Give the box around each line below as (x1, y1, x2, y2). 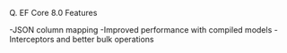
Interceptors (9, 34, 55, 44)
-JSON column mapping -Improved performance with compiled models (9, 25, 273, 34)
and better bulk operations (56, 34, 154, 44)
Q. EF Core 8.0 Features (9, 8, 98, 18)
